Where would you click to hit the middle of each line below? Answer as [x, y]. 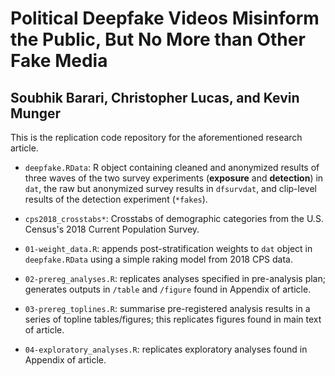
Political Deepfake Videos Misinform [165, 18]
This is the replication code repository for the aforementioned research [156, 137]
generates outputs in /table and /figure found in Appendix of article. [168, 289]
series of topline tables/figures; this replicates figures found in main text [173, 319]
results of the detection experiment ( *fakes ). [116, 199]
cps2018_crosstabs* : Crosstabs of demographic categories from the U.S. [174, 218]
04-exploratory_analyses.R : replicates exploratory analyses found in [166, 349]
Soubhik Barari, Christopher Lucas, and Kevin [155, 97]
